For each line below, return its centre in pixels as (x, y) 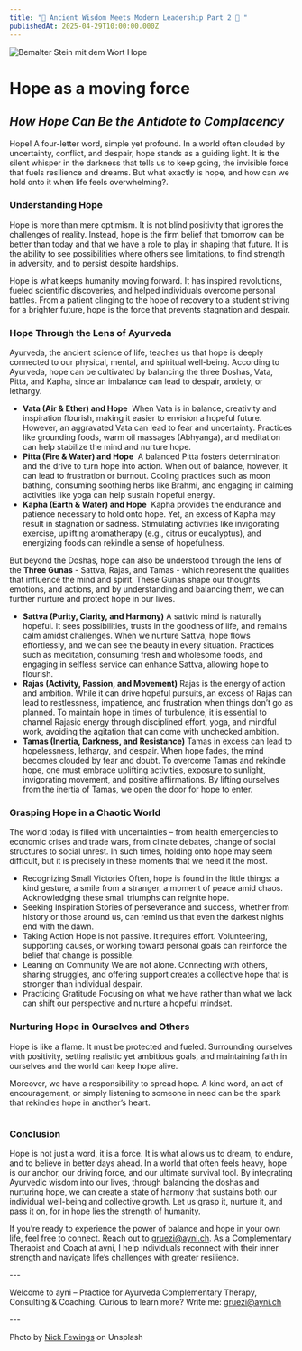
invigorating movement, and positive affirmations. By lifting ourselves (151, 780)
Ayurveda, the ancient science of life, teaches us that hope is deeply (137, 352)
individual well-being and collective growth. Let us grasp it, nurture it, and (146, 1201)
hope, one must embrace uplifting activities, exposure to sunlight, (144, 770)
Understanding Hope (56, 205)
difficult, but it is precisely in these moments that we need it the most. (138, 861)
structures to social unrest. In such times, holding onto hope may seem (141, 851)
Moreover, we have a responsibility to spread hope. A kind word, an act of (146, 1083)
